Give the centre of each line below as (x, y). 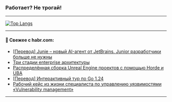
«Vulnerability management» (43, 89)
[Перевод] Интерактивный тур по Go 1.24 (58, 79)
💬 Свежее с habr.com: (30, 40)
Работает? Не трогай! (34, 8)
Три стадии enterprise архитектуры (51, 62)
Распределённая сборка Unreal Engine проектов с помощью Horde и (88, 67)
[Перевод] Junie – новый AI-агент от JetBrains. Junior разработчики (87, 51)
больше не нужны (33, 57)
